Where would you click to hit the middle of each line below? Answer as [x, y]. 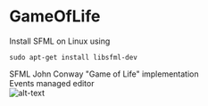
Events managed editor [52, 83]
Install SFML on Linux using [60, 41]
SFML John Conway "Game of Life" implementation [104, 74]
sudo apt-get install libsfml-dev [74, 57]
